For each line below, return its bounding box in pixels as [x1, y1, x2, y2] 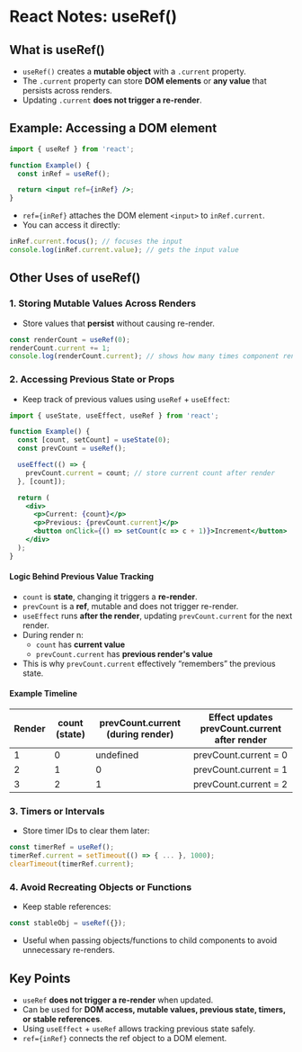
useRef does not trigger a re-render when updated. [22, 994, 214, 1005]
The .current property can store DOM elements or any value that [22, 76, 267, 86]
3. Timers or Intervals [9, 805, 105, 817]
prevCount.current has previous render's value [35, 648, 213, 659]
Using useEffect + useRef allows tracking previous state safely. [22, 1023, 256, 1034]
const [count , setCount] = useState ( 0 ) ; [17, 436, 171, 445]
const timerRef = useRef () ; [9, 843, 115, 852]
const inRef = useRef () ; [17, 169, 111, 178]
